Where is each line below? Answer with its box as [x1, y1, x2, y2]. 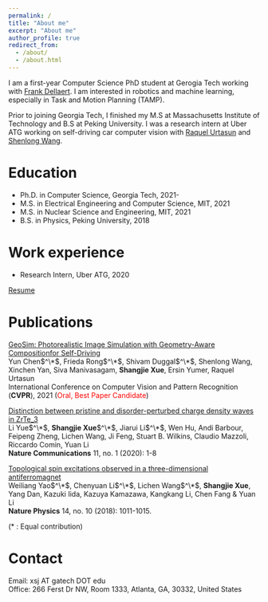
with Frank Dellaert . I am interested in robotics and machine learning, [8, 86, 235, 96]
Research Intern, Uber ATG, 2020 [19, 270, 130, 279]
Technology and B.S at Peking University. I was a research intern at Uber [8, 119, 247, 128]
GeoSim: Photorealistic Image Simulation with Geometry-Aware [8, 340, 215, 349]
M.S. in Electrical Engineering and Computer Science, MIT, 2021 [19, 199, 231, 208]
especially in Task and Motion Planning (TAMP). [8, 95, 165, 104]
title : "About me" [8, 19, 69, 27]
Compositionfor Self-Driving [8, 348, 101, 357]
